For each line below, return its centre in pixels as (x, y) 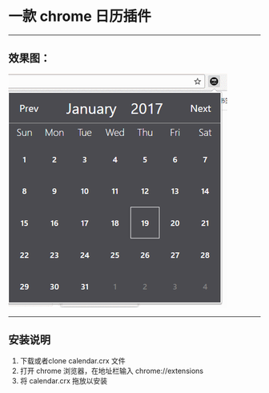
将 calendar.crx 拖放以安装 (64, 380)
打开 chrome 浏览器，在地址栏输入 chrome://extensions (112, 371)
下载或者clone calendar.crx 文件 (72, 360)
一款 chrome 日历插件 (80, 16)
